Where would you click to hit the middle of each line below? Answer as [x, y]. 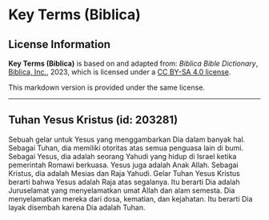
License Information [59, 44]
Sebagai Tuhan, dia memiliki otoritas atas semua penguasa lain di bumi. [126, 148]
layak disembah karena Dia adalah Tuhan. [77, 207]
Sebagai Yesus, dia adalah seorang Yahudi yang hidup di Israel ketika [122, 156]
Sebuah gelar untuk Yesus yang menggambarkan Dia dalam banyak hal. [127, 139]
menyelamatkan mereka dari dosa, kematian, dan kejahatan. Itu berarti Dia [130, 198]
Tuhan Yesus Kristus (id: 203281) [93, 120]
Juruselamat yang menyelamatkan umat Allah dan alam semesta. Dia [122, 190]
